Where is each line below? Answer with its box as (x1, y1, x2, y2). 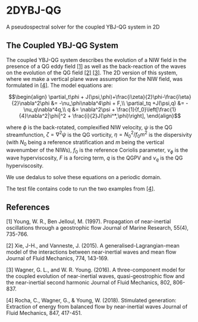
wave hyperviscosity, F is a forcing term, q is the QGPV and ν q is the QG (6, 154, 183, 162)
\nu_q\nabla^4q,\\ (23, 105, 67, 113)
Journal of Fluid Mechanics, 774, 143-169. (6, 255, 109, 262)
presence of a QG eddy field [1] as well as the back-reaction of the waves (6, 62, 186, 70)
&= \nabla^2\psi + (72, 105, 116, 113)
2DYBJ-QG (6, 4, 61, 17)
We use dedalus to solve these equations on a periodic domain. (6, 173, 162, 180)
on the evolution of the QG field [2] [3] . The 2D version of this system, (6, 69, 178, 76)
